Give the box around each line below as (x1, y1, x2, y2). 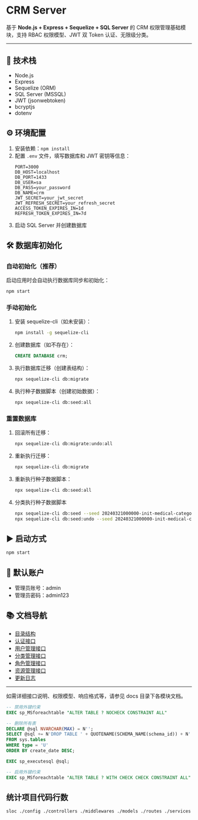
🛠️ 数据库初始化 (6, 240, 62, 250)
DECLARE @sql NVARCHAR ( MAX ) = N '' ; (6, 726, 94, 732)
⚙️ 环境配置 (6, 128, 46, 138)
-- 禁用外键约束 (6, 704, 41, 710)
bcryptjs (14, 103, 35, 110)
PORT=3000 (14, 164, 39, 170)
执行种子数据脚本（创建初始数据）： (14, 388, 100, 395)
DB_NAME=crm (14, 190, 44, 195)
